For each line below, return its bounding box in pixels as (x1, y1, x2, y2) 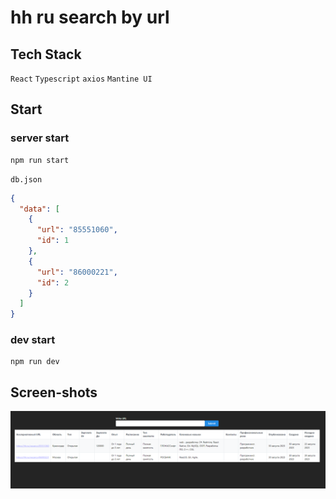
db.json (10, 174, 43, 185)
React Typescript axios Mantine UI (10, 74, 153, 84)
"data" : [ (19, 204, 60, 214)
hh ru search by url (10, 6, 170, 29)
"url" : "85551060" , (36, 225, 118, 235)
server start (10, 131, 70, 145)
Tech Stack (10, 46, 82, 63)
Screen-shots (10, 384, 98, 401)
